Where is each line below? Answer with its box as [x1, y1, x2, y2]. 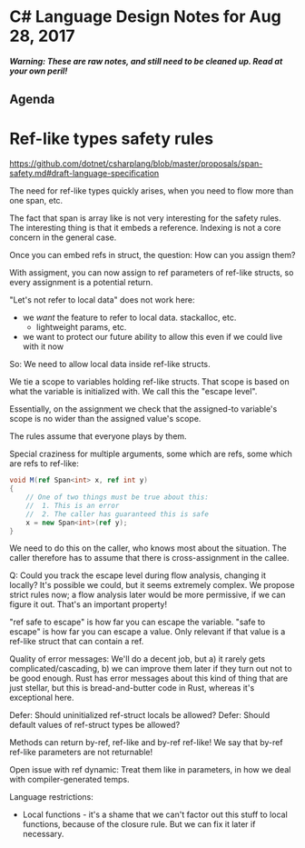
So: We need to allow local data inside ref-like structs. [9, 359, 211, 370]
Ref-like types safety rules [9, 128, 214, 149]
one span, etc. [9, 195, 64, 206]
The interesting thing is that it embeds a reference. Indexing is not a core [9, 223, 281, 234]
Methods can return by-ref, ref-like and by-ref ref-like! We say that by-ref [9, 737, 283, 748]
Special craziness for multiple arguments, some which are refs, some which [9, 448, 292, 460]
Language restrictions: [9, 792, 93, 803]
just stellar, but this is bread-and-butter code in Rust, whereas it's [9, 683, 255, 693]
